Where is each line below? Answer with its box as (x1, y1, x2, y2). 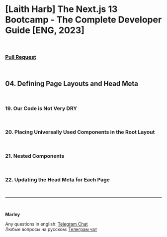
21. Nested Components (5, 152, 65, 159)
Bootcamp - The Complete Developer (5, 14, 162, 25)
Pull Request (5, 53, 36, 60)
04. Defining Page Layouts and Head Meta (5, 79, 138, 88)
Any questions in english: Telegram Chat (5, 221, 88, 227)
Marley (5, 212, 20, 218)
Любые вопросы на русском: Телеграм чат (5, 227, 97, 233)
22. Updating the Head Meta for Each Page (5, 176, 110, 183)
